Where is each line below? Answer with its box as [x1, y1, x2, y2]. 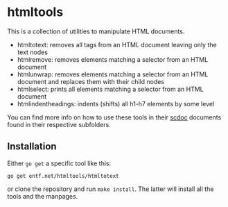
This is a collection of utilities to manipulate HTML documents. [7, 27, 185, 35]
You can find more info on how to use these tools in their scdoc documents [7, 113, 222, 122]
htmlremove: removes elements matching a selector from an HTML [17, 55, 209, 63]
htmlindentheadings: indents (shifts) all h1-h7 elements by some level [17, 99, 215, 108]
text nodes [17, 48, 49, 56]
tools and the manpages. [7, 192, 78, 200]
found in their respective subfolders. [7, 120, 111, 129]
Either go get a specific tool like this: [7, 159, 112, 167]
